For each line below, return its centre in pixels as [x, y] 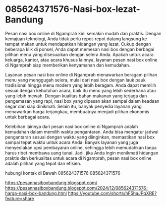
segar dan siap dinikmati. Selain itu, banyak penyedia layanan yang [74, 106]
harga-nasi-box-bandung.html [36, 193]
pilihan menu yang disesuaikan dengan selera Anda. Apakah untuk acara [79, 54]
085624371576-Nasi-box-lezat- [73, 9]
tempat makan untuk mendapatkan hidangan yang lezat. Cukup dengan [78, 44]
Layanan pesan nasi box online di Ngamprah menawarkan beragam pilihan [81, 74]
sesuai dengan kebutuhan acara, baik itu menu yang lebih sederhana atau [81, 90]
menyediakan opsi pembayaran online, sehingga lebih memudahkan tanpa [81, 147]
